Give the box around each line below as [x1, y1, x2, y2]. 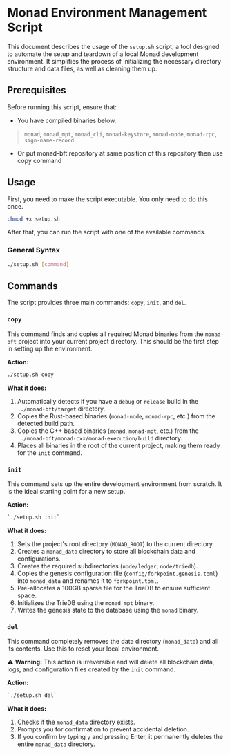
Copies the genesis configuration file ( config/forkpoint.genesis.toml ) [17, 569, 218, 577]
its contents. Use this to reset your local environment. [7, 644, 160, 653]
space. [17, 591, 37, 599]
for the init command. [17, 448, 83, 457]
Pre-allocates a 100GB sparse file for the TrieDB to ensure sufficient [17, 584, 211, 592]
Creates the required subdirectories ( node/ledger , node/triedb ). [17, 561, 198, 570]
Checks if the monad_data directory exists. [17, 718, 135, 726]
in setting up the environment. [7, 344, 93, 353]
